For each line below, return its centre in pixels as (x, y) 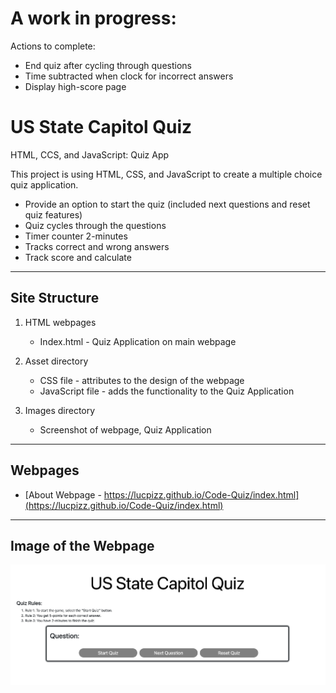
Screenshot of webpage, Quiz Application (125, 429)
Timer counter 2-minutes (76, 236)
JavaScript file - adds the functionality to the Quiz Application (167, 391)
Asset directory (56, 361)
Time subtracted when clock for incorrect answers (129, 76)
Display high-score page (75, 86)
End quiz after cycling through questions (108, 65)
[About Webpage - (63, 494)
